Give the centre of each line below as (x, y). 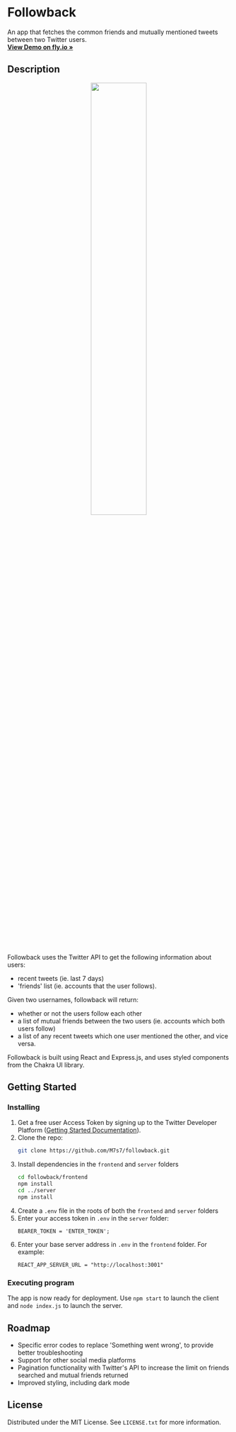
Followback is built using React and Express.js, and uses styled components (118, 1057)
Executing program (41, 1282)
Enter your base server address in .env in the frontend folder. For (112, 1244)
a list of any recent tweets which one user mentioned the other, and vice (123, 1036)
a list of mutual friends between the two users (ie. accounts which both (121, 1021)
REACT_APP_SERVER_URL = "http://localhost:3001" (90, 1265)
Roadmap (29, 1328)
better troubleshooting (50, 1353)
